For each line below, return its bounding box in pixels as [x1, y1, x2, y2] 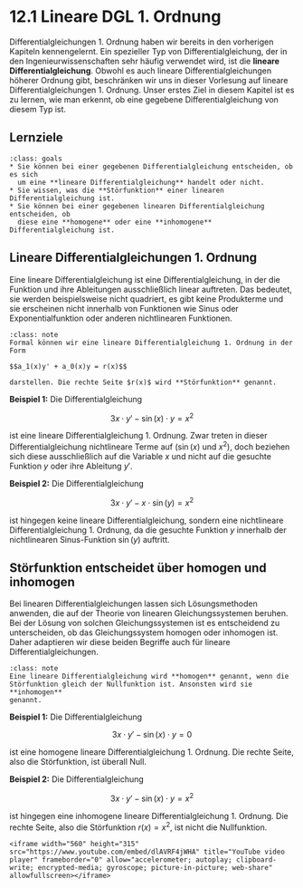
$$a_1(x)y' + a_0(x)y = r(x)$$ [9, 362, 128, 371]
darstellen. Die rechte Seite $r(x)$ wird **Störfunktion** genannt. [9, 378, 278, 387]
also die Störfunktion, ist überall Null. [9, 757, 147, 767]
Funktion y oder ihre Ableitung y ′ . [9, 460, 133, 471]
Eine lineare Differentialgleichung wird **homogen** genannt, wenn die [9, 672, 289, 681]
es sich [9, 169, 39, 179]
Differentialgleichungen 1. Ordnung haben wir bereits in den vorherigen [9, 36, 274, 47]
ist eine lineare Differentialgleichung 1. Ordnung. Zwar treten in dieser [9, 430, 269, 441]
